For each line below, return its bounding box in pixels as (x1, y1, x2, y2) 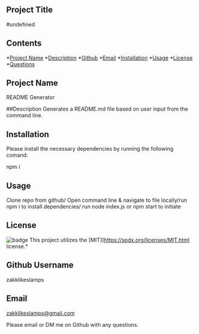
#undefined (6, 20, 35, 28)
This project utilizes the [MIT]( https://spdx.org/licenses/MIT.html (29, 236, 190, 243)
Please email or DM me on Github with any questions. (6, 321, 139, 328)
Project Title (6, 5, 53, 15)
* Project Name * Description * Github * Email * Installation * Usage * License (6, 54, 193, 61)
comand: (6, 151, 28, 159)
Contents (6, 38, 42, 49)
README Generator (6, 94, 55, 101)
